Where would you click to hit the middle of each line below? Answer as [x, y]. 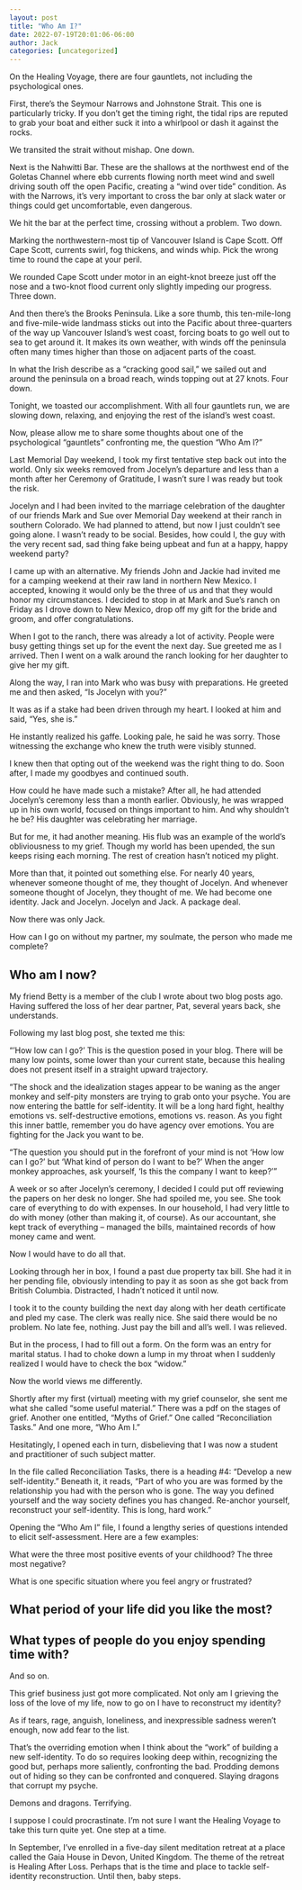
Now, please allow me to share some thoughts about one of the [126, 433]
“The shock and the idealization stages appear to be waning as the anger [145, 1086]
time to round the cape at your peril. [76, 260]
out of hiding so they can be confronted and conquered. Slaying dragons [144, 1776]
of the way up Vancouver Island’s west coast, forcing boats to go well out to [150, 333]
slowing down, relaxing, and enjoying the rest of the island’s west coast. [142, 416]
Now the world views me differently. [76, 1381]
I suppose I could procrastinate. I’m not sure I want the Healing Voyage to [145, 1821]
